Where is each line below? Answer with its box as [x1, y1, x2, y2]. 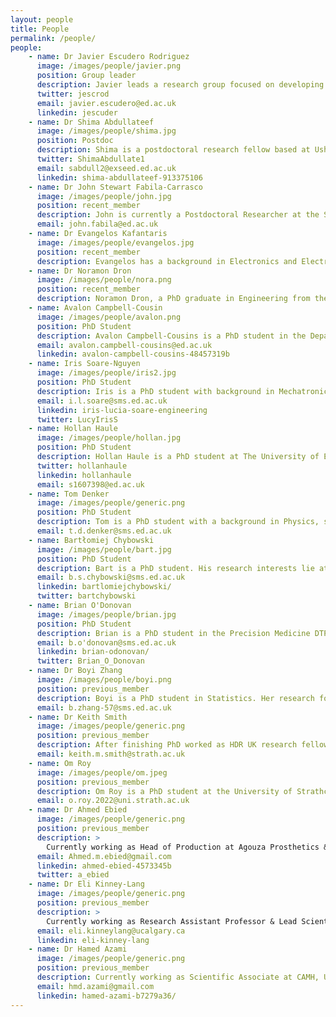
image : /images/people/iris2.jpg [36, 368, 177, 378]
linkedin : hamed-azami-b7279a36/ [36, 991, 177, 1001]
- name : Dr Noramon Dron [28, 266, 132, 276]
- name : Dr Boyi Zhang [28, 666, 123, 676]
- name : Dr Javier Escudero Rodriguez [28, 52, 190, 62]
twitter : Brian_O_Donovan [36, 656, 145, 666]
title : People [10, 24, 70, 34]
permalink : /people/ [10, 33, 97, 43]
